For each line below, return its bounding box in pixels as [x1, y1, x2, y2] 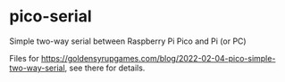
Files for [9, 53, 39, 63]
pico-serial [9, 6, 92, 27]
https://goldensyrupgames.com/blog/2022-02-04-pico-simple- [40, 53, 276, 63]
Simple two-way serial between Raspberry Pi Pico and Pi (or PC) [9, 36, 247, 46]
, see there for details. [64, 62, 146, 73]
